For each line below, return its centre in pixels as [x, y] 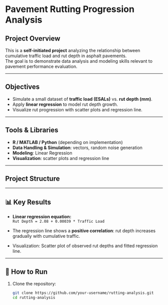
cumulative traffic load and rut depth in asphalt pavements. [66, 56]
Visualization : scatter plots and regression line [61, 158]
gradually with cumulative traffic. [46, 236]
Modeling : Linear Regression [42, 153]
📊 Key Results [28, 202]
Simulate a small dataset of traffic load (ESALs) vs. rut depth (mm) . [82, 99]
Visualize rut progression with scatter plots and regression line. [77, 109]
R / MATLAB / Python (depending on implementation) [67, 142]
